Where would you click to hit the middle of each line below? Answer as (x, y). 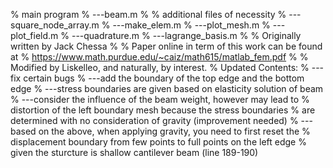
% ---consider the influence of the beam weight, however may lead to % (160, 99)
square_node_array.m (55, 25)
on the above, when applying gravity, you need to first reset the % (174, 131)
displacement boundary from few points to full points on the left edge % (158, 142)
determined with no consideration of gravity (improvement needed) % (154, 120)
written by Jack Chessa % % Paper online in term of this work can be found (166, 46)
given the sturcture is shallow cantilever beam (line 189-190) (134, 152)
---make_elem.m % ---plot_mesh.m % (191, 25)
